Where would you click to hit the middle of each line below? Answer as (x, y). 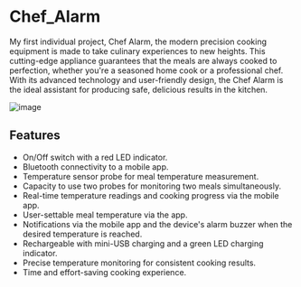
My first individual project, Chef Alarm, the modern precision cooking (138, 42)
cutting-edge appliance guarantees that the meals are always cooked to (143, 60)
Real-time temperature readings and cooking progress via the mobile (150, 195)
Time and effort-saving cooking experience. (104, 272)
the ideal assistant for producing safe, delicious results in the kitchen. (139, 89)
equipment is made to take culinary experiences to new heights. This (137, 51)
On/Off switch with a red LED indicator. (95, 157)
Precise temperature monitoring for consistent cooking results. (139, 263)
